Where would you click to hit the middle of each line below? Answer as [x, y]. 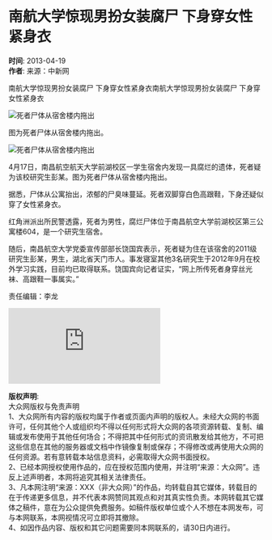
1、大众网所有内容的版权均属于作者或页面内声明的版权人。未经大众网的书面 [134, 416]
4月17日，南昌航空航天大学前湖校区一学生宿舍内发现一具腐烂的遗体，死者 [131, 167]
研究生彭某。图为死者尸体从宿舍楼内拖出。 [100, 177]
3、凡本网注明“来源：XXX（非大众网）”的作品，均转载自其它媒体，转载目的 [133, 487]
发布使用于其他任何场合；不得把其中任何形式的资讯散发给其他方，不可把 [143, 437]
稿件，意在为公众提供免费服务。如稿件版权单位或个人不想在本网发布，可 [143, 507]
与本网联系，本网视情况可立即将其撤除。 [76, 517]
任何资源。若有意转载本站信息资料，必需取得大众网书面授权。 [111, 457]
